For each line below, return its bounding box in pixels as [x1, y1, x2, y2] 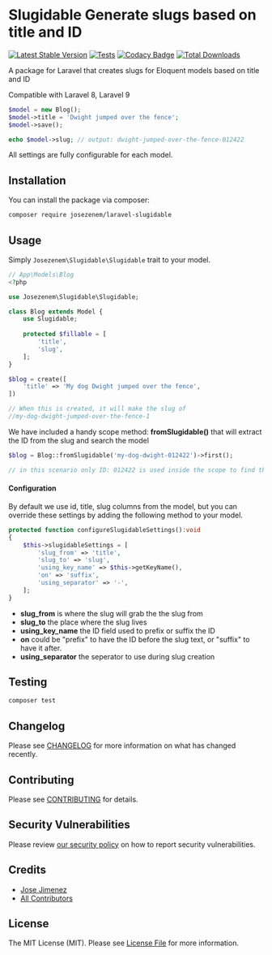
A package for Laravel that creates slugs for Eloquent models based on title [8, 65, 260, 75]
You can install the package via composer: [8, 195, 150, 205]
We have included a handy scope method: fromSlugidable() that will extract [8, 426, 262, 436]
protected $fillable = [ [23, 331, 107, 339]
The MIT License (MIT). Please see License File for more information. [8, 938, 239, 948]
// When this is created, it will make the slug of [8, 404, 186, 413]
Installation [8, 173, 66, 188]
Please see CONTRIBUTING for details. [8, 794, 139, 804]
